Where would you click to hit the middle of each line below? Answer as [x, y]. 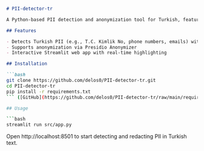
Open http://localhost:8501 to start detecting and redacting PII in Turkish [97, 136]
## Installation [27, 64]
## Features [21, 30]
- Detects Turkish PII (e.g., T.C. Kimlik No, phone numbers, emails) [97, 42]
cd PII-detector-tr [31, 86]
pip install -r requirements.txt [49, 92]
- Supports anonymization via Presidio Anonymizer [72, 47]
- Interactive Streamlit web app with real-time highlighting [87, 53]
